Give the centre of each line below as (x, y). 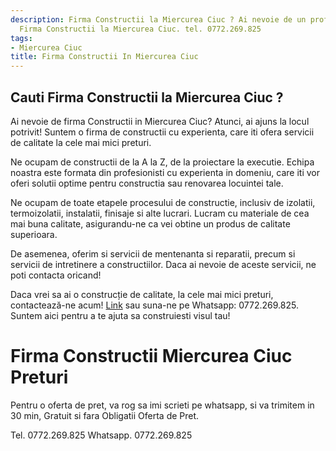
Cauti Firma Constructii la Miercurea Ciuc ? (147, 97)
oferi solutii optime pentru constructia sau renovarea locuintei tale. (147, 183)
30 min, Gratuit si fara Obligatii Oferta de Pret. (105, 415)
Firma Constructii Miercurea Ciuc (151, 356)
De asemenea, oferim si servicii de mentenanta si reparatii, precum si (153, 253)
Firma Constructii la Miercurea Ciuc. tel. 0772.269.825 (140, 29)
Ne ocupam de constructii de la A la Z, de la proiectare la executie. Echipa (162, 162)
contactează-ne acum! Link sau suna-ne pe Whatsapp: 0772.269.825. (154, 305)
